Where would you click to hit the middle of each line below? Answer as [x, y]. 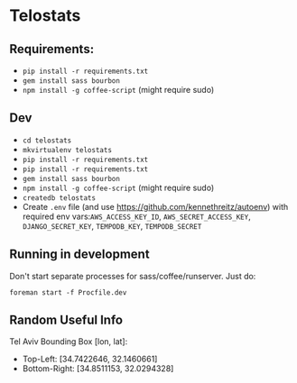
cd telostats [47, 141]
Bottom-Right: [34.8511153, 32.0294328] [98, 369]
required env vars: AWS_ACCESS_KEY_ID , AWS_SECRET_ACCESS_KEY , [136, 216]
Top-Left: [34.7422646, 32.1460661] [90, 359]
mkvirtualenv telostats [67, 150]
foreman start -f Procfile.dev [68, 292]
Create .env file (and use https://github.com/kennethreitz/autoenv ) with [155, 206]
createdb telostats [59, 198]
